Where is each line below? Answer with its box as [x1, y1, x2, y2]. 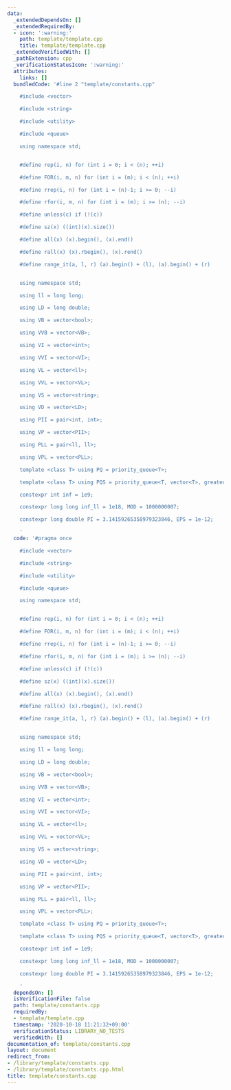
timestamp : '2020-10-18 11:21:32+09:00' [13, 1021, 131, 1028]
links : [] [19, 74, 48, 81]
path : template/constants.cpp [13, 1002, 100, 1009]
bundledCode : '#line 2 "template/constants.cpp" [13, 81, 155, 88]
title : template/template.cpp [19, 42, 107, 49]
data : [7, 10, 23, 17]
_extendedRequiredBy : [13, 23, 76, 30]
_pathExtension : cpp [13, 55, 72, 62]
